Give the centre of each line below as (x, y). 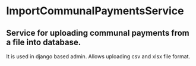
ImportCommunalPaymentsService (95, 11)
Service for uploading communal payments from (98, 33)
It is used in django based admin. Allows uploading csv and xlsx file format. (98, 56)
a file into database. (44, 42)
